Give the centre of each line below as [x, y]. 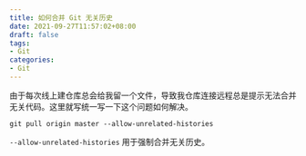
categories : [32, 60]
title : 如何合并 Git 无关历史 [61, 18]
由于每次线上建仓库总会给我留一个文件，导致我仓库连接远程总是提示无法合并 [153, 95]
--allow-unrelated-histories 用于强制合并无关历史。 [110, 141]
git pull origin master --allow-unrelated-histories [112, 123]
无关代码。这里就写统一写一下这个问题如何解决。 [101, 106]
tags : [20, 43]
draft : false [34, 34]
